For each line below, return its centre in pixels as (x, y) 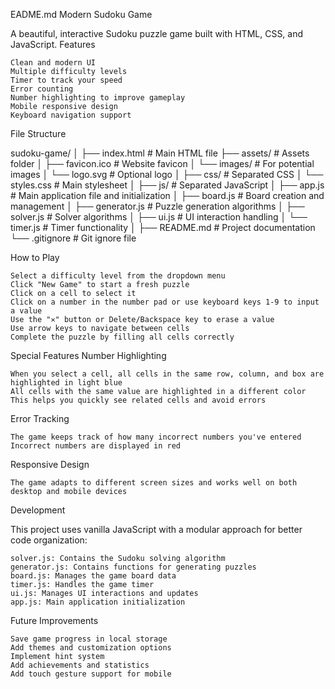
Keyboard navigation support (71, 115)
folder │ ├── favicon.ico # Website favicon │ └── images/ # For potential (162, 163)
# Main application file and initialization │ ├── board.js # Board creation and (167, 195)
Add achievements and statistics (80, 665)
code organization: (49, 540)
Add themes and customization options (91, 648)
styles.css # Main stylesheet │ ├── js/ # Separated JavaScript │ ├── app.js (167, 185)
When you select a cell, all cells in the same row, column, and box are (167, 374)
